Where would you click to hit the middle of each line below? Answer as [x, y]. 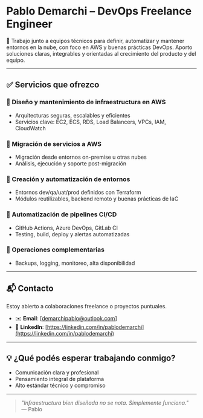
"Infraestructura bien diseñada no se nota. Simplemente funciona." [105, 403]
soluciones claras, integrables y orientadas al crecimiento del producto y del [101, 53]
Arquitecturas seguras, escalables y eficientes [73, 115]
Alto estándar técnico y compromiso [60, 385]
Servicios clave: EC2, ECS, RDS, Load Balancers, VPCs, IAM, [90, 122]
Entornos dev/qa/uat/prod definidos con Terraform [78, 193]
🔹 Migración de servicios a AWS [54, 144]
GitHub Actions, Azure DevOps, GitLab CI [66, 228]
